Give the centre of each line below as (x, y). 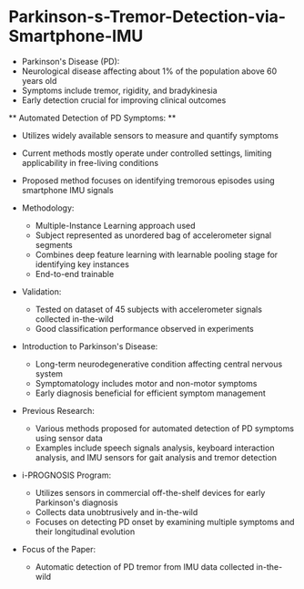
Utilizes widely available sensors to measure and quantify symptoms (150, 135)
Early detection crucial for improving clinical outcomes (124, 100)
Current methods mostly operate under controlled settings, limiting (147, 153)
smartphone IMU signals (68, 190)
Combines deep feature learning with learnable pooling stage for (157, 254)
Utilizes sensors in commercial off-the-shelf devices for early (150, 492)
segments (54, 244)
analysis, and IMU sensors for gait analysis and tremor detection (156, 457)
